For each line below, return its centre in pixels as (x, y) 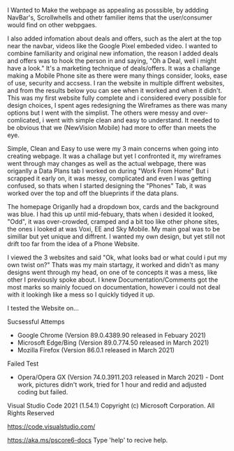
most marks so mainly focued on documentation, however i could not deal (114, 287)
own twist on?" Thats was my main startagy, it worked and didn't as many (113, 265)
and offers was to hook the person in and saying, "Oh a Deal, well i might (112, 61)
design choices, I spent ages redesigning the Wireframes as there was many (117, 105)
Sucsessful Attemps (36, 322)
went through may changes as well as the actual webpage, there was (107, 163)
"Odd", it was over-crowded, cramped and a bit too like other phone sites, (113, 222)
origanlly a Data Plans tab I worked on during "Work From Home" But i (108, 171)
